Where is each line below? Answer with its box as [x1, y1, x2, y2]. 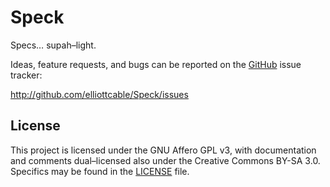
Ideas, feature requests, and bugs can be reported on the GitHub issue [10, 58, 302, 70]
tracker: [10, 69, 43, 81]
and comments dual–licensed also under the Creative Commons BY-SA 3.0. [10, 154, 321, 166]
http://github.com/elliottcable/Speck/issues [10, 88, 189, 100]
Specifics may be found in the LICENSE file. [10, 165, 190, 177]
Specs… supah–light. [10, 39, 97, 51]
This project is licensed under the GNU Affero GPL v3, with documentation [10, 144, 317, 156]
